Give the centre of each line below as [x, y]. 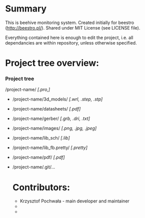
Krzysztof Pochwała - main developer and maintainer [75, 201]
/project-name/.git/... [34, 167]
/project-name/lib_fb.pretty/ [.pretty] [50, 147]
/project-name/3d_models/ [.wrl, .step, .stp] [57, 99]
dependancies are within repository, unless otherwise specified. [71, 42]
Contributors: [41, 187]
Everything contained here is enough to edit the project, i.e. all [69, 37]
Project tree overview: [52, 63]
